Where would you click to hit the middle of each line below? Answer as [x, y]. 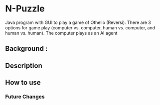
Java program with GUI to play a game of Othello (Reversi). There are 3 [78, 22]
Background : [26, 49]
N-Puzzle [25, 9]
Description [24, 65]
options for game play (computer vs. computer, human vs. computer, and [80, 27]
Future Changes [25, 97]
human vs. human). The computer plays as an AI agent [61, 33]
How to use [23, 83]
